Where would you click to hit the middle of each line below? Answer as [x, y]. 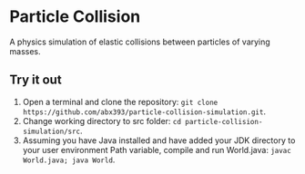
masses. [25, 51]
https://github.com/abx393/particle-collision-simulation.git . [144, 111]
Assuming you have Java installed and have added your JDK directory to [159, 140]
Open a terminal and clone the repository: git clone [120, 101]
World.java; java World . [69, 159]
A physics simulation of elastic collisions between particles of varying [140, 42]
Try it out [36, 80]
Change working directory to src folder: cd [102, 121]
